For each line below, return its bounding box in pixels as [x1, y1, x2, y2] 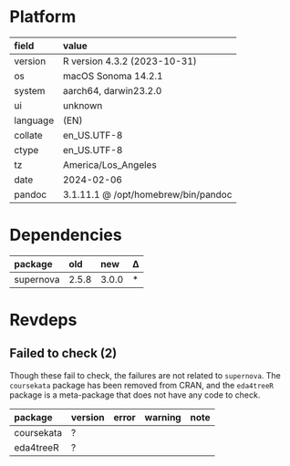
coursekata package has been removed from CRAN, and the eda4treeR [9, 379, 274, 390]
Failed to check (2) [9, 346, 118, 361]
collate [14, 129, 43, 141]
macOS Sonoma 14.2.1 [62, 69, 163, 82]
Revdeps [9, 310, 78, 330]
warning [144, 410, 181, 423]
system [14, 84, 46, 97]
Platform [9, 6, 77, 27]
